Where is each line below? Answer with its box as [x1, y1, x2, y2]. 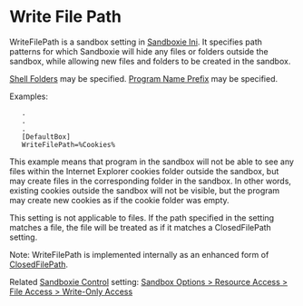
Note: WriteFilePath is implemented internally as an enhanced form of [9, 249, 269, 260]
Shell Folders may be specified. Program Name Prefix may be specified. [9, 73, 279, 84]
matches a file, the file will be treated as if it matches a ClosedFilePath [9, 222, 272, 232]
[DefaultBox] [21, 132, 71, 142]
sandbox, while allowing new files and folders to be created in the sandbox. [9, 55, 291, 66]
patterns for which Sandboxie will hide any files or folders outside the [9, 45, 269, 56]
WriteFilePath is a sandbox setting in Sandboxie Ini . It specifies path [9, 36, 263, 47]
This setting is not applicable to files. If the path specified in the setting [9, 212, 275, 223]
